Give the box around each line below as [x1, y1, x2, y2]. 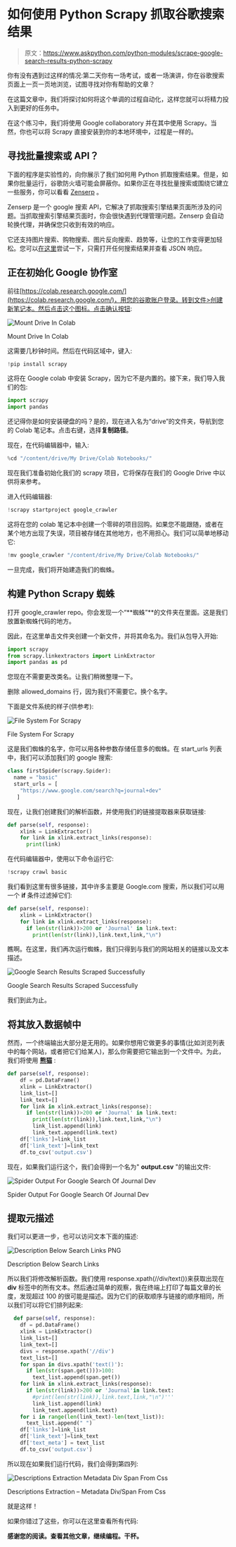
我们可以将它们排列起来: [13, 1301, 84, 1310]
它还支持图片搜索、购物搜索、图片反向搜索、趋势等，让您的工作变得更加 [7, 235, 216, 244]
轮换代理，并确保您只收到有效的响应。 [7, 220, 118, 229]
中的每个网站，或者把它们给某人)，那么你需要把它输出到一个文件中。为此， [7, 1047, 225, 1056]
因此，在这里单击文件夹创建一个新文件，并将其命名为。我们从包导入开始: [7, 632, 219, 640]
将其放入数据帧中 [7, 1018, 81, 1030]
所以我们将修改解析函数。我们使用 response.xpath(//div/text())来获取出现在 [7, 1274, 225, 1283]
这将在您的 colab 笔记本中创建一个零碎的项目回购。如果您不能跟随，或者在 [7, 520, 224, 528]
